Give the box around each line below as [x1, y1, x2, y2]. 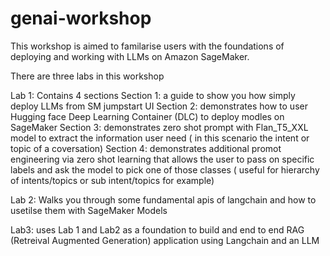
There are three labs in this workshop [10, 70, 165, 82]
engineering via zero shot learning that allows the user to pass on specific [10, 153, 315, 165]
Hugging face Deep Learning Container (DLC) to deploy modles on [10, 110, 285, 122]
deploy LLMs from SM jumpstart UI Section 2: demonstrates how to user [10, 100, 308, 112]
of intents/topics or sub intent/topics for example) [10, 174, 215, 186]
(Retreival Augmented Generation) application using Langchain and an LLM [10, 234, 320, 246]
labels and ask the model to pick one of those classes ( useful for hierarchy [10, 163, 320, 176]
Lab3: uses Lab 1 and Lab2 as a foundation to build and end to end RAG [10, 223, 305, 236]
